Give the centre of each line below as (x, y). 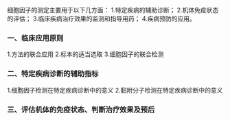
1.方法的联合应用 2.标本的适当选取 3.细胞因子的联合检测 (85, 54)
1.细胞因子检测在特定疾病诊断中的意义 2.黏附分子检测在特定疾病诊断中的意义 (115, 90)
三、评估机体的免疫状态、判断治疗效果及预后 (81, 110)
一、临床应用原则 (35, 38)
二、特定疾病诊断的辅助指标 (53, 74)
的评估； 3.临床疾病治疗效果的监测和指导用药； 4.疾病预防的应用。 (101, 19)
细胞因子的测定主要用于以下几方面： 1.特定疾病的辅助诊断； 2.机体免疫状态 (113, 10)
